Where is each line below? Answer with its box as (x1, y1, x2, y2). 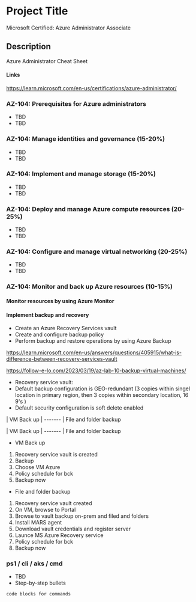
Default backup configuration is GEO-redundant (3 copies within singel (14, 385, 191, 392)
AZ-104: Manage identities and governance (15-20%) (6, 135, 165, 143)
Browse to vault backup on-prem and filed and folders (14, 512, 149, 520)
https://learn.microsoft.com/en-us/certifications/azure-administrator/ (6, 84, 177, 91)
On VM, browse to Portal (14, 506, 76, 514)
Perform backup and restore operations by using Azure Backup (14, 337, 171, 345)
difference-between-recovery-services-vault (6, 355, 118, 363)
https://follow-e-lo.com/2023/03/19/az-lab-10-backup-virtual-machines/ (6, 367, 186, 374)
